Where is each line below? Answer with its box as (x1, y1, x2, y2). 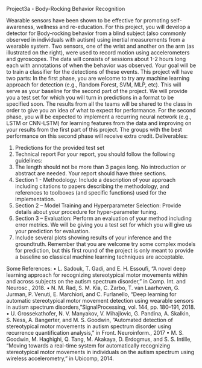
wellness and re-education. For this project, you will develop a (36, 24, 191, 30)
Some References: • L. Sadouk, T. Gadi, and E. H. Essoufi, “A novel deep (6, 265, 186, 272)
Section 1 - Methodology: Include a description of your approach (14, 176, 176, 183)
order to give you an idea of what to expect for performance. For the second (6, 107, 196, 114)
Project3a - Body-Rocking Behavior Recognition (6, 5, 125, 12)
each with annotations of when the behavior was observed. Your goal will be (6, 62, 197, 69)
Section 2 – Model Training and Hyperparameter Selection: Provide (14, 202, 181, 209)
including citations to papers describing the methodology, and (14, 182, 170, 190)
